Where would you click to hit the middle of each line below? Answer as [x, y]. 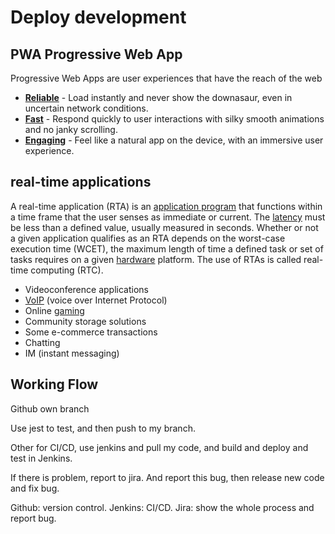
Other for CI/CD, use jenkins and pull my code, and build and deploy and [159, 447]
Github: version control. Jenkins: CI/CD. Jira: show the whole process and [162, 507]
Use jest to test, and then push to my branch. [103, 428]
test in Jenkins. [41, 458]
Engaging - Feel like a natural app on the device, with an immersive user [174, 140]
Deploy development [98, 17]
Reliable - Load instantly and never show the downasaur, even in [158, 97]
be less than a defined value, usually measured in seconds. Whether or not [164, 227]
